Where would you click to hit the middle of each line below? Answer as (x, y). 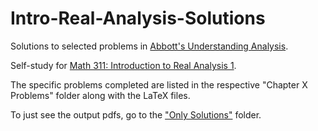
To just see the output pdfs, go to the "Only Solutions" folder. (136, 114)
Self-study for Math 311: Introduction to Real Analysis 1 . (123, 65)
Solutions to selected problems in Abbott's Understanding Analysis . (149, 46)
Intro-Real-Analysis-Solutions (138, 18)
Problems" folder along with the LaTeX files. (100, 95)
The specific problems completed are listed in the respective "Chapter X (159, 84)
